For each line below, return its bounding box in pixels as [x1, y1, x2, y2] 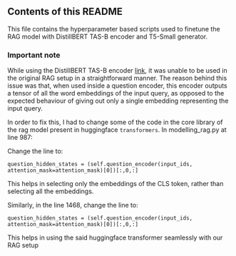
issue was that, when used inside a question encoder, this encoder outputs [7, 81, 228, 90]
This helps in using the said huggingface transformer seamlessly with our [7, 233, 223, 242]
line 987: [7, 133, 33, 142]
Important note [7, 50, 61, 60]
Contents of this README [7, 6, 123, 18]
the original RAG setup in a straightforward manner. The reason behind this [7, 74, 227, 83]
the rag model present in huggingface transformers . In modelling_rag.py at [7, 126, 227, 134]
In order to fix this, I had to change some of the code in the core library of [7, 118, 223, 127]
